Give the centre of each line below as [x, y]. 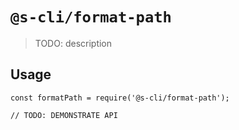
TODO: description [73, 43]
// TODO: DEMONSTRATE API [64, 115]
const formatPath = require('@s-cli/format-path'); [120, 98]
